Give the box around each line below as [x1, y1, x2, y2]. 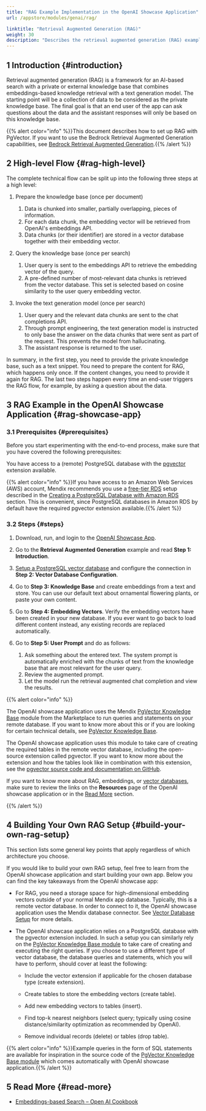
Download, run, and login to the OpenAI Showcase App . [15, 534, 156, 541]
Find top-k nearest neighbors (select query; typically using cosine [24, 1014, 191, 1021]
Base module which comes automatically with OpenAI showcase [6, 1058, 169, 1065]
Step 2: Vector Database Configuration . [15, 571, 118, 578]
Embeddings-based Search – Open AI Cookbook [15, 1098, 139, 1105]
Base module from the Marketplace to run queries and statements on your [6, 714, 193, 721]
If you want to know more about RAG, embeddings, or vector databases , [6, 777, 189, 784]
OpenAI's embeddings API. [24, 224, 93, 232]
